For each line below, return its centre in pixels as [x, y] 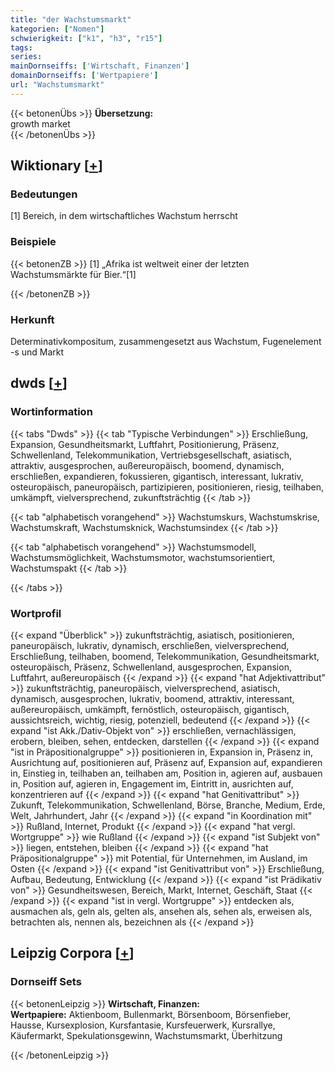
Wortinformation [51, 412]
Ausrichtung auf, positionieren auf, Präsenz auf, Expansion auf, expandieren [166, 763]
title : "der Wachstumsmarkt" [71, 19]
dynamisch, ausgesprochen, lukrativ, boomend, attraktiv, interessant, [152, 699]
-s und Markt [37, 352]
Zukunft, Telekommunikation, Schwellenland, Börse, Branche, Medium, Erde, [168, 805]
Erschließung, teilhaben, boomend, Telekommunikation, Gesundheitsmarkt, [165, 657]
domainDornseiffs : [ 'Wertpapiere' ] [84, 76]
